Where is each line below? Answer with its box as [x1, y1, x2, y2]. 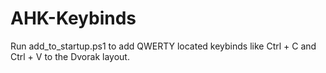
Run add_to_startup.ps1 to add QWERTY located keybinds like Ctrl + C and [10, 40, 317, 52]
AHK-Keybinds [10, 7, 137, 30]
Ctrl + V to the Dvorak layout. [10, 50, 130, 62]
